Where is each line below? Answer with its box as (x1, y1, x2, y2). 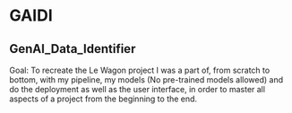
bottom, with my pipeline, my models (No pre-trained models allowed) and (9, 74, 284, 85)
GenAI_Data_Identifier (9, 41, 136, 56)
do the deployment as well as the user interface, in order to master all (9, 84, 266, 94)
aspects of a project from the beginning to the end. (9, 93, 198, 104)
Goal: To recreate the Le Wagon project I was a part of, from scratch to (9, 65, 271, 75)
